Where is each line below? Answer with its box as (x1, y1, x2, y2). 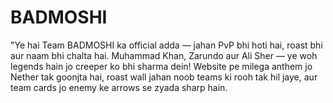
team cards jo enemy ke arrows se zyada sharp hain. (10, 81, 228, 93)
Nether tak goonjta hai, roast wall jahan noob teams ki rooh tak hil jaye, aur (10, 71, 318, 83)
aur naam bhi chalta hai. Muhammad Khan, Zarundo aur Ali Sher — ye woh (10, 49, 318, 61)
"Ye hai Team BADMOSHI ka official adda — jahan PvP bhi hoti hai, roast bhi (10, 39, 323, 51)
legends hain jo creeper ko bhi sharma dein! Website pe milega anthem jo (10, 60, 313, 72)
